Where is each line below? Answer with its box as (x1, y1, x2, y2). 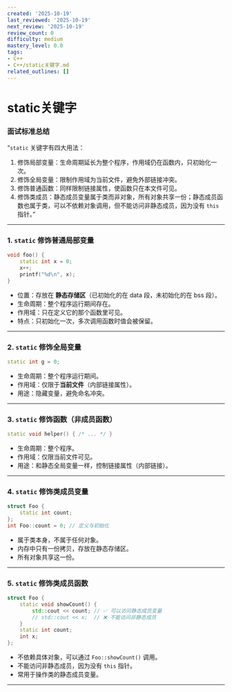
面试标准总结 (7, 126, 50, 136)
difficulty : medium (7, 36, 64, 43)
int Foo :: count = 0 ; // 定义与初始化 (7, 522, 110, 529)
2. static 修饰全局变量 (7, 342, 81, 352)
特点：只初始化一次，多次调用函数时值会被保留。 (17, 316, 157, 325)
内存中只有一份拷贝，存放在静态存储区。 (17, 544, 133, 552)
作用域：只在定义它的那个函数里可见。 (17, 308, 126, 316)
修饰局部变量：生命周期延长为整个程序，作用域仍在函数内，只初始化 (17, 158, 211, 166)
